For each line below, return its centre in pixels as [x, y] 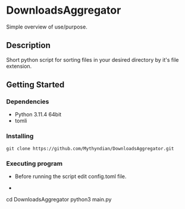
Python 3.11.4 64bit [38, 115]
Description [28, 45]
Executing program [35, 163]
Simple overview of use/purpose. [47, 27]
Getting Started [35, 85]
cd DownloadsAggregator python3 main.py [59, 199]
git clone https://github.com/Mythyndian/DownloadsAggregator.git [90, 148]
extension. [19, 66]
